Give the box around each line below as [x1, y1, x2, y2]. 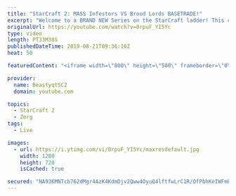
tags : [7, 120, 23, 127]
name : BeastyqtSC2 [13, 81, 68, 89]
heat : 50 [7, 50, 33, 57]
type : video [7, 30, 42, 37]
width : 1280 [20, 152, 55, 159]
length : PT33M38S [7, 37, 58, 44]
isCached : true [20, 166, 65, 173]
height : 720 [20, 159, 55, 166]
